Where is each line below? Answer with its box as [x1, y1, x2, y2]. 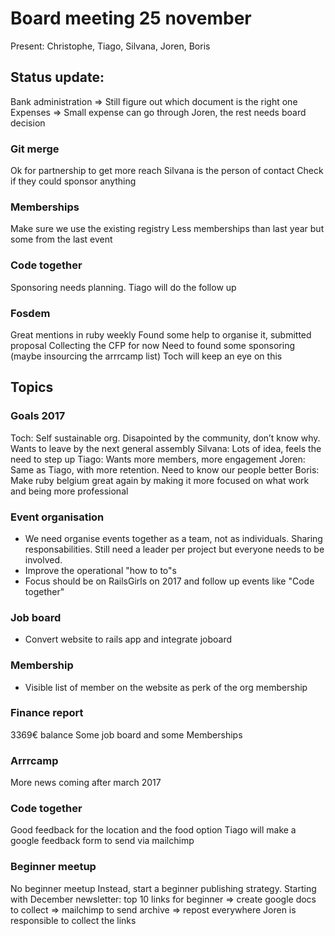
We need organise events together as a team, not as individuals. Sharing [24, 532, 323, 544]
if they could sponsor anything [10, 175, 137, 187]
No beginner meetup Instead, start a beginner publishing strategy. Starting [10, 882, 317, 894]
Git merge [10, 142, 60, 156]
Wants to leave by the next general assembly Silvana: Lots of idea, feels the [10, 442, 322, 454]
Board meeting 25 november [10, 7, 252, 30]
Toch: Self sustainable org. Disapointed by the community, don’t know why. [10, 432, 321, 444]
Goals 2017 [10, 409, 66, 423]
